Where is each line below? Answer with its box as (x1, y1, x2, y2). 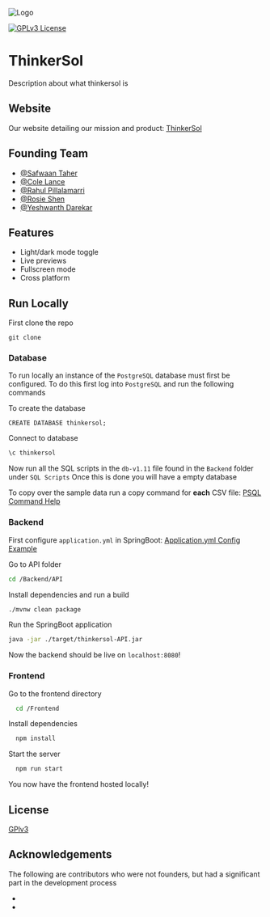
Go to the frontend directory (8, 688, 103, 699)
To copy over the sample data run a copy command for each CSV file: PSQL (8, 488, 262, 497)
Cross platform (19, 273, 70, 283)
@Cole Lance (19, 176, 65, 186)
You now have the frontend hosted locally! (8, 780, 150, 789)
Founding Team (8, 146, 89, 161)
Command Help (8, 497, 61, 506)
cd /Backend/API (8, 575, 63, 583)
